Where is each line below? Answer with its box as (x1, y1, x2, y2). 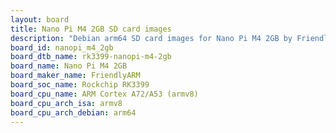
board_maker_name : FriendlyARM (10, 71, 141, 81)
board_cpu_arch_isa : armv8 (10, 98, 123, 108)
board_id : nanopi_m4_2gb (10, 42, 114, 53)
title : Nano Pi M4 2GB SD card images (10, 24, 172, 34)
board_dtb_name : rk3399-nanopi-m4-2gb (10, 52, 172, 62)
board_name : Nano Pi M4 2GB (10, 61, 128, 71)
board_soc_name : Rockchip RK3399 (10, 80, 150, 90)
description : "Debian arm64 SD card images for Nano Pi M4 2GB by (10, 33, 293, 43)
